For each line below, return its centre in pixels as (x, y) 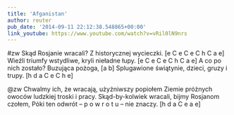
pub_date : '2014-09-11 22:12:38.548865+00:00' (77, 27)
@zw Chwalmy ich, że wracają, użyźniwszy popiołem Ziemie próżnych (110, 89)
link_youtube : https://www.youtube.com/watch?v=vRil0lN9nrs (98, 33)
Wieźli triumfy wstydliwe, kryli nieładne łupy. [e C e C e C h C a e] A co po (115, 61)
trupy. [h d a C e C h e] (41, 76)
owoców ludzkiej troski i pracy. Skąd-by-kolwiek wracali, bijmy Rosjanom (113, 97)
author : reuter (30, 20)
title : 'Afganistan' (38, 14)
